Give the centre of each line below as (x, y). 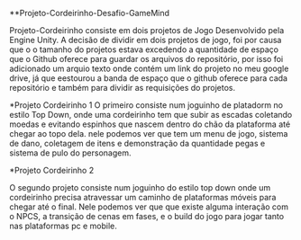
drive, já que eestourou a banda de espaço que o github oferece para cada (149, 78)
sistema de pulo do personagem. (70, 153)
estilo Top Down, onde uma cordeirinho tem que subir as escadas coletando (151, 115)
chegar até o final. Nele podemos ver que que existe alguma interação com (149, 207)
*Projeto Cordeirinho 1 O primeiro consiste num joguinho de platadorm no (146, 105)
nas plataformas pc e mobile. (63, 226)
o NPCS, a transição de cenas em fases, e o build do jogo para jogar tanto (147, 216)
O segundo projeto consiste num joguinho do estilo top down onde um (140, 187)
